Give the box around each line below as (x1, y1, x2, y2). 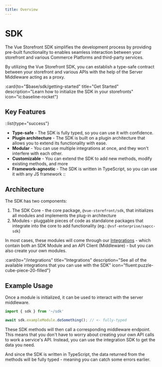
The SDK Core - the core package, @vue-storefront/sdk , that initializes (12, 207, 154, 213)
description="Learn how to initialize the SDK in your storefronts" (5, 88, 133, 95)
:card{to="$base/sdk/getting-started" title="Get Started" (5, 83, 119, 89)
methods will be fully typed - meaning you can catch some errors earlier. (5, 356, 151, 362)
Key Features (5, 108, 46, 116)
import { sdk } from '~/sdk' (5, 309, 64, 314)
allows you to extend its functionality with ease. (12, 140, 107, 146)
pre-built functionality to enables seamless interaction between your (5, 49, 142, 55)
